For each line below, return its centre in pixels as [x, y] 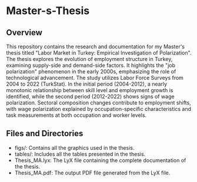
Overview [24, 33]
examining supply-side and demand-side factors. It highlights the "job [91, 65]
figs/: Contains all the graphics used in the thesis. [74, 147]
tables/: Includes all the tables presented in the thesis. [80, 154]
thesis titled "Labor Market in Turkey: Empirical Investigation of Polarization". [99, 53]
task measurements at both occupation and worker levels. [76, 115]
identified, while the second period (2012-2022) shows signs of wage [90, 96]
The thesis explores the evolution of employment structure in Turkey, [89, 59]
